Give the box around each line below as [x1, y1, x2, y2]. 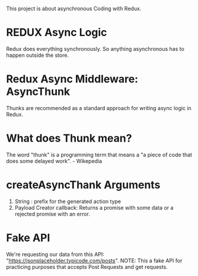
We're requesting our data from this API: [6, 251, 105, 258]
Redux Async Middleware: [6, 72, 138, 86]
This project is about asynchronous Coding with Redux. [6, 5, 142, 12]
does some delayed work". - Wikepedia [6, 157, 103, 165]
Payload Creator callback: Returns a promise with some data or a [14, 204, 174, 211]
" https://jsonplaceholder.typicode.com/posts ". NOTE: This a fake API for [6, 257, 183, 264]
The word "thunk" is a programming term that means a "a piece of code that [6, 151, 193, 158]
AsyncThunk [6, 85, 71, 98]
